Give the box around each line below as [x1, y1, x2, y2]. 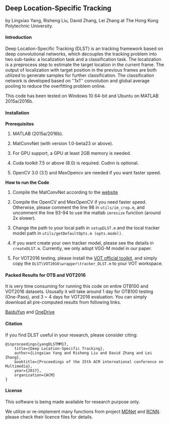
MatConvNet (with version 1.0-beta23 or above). [12, 141, 114, 147]
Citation [5, 321, 23, 327]
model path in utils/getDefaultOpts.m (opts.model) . [12, 230, 123, 236]
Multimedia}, [5, 363, 33, 369]
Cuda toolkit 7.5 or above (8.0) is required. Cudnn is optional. [12, 160, 139, 166]
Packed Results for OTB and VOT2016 [5, 272, 86, 278]
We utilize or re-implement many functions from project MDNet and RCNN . [5, 408, 160, 414]
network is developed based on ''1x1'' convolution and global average [5, 78, 150, 84]
